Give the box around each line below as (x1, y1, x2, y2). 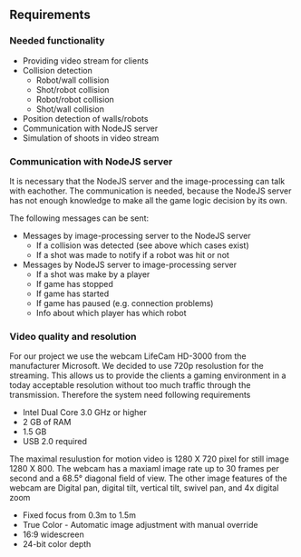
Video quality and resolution (9, 330, 137, 343)
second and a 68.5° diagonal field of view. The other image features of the (9, 472, 287, 484)
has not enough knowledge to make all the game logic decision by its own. (9, 194, 288, 205)
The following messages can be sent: (9, 213, 150, 224)
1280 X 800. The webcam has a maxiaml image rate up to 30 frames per (9, 463, 279, 474)
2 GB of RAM (22, 417, 72, 428)
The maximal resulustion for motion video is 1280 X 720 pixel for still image (9, 453, 290, 464)
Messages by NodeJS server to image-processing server (22, 259, 238, 270)
